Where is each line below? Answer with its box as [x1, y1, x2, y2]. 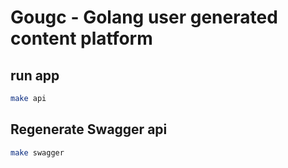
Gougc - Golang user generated [10, 6, 278, 29]
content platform [10, 27, 153, 50]
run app [10, 67, 60, 84]
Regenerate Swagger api [10, 121, 168, 138]
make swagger [10, 147, 65, 158]
